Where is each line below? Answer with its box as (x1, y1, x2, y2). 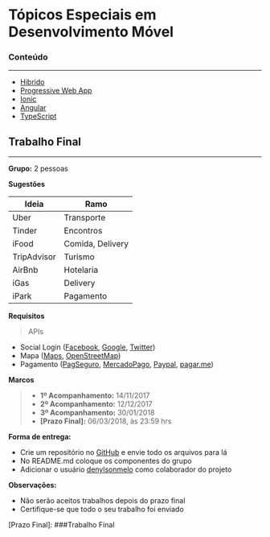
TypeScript (19, 111, 57, 122)
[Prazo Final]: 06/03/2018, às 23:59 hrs (39, 416, 172, 426)
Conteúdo (8, 52, 48, 63)
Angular (19, 103, 47, 113)
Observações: (8, 481, 57, 490)
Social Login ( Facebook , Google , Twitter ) (19, 342, 156, 352)
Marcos (8, 375, 35, 385)
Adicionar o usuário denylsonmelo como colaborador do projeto (19, 465, 232, 474)
